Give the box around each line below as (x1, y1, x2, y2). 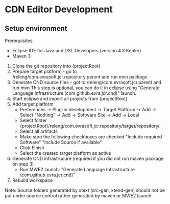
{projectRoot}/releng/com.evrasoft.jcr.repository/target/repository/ (19, 123, 160, 129)
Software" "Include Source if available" (19, 139, 102, 145)
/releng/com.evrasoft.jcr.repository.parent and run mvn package (12, 74, 148, 80)
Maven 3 (12, 53, 31, 59)
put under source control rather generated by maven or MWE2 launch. (5, 193, 153, 198)
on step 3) (12, 161, 34, 167)
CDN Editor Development (5, 4, 113, 15)
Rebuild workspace (12, 177, 53, 183)
